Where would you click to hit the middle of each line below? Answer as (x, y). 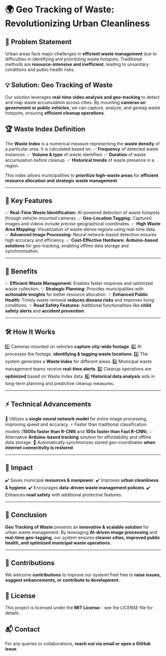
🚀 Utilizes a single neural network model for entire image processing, (76, 419)
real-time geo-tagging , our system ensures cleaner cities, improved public (83, 537)
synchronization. (22, 251)
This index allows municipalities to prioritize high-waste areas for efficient (82, 175)
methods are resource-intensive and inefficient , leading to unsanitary (77, 64)
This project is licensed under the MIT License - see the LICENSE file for (79, 608)
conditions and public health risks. (40, 69)
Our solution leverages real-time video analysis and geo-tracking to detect (82, 97)
